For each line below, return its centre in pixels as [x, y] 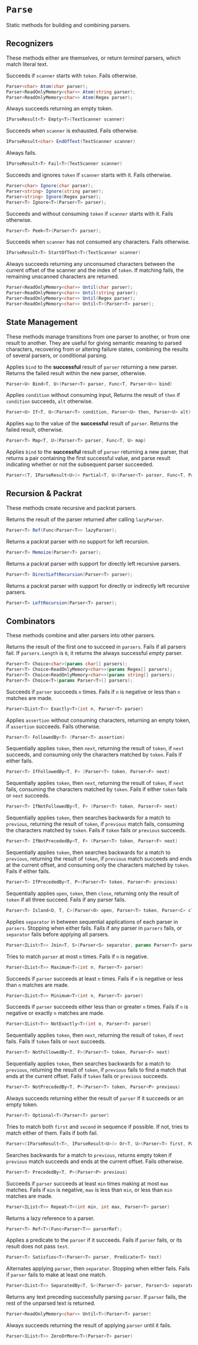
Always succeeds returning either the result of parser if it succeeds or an [95, 1098]
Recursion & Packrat [44, 494]
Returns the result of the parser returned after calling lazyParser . [85, 519]
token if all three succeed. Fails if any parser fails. [66, 900]
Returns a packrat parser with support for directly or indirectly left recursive [98, 585]
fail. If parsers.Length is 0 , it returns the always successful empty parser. [94, 653]
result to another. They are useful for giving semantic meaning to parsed [94, 343]
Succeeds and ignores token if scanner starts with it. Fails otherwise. [89, 175]
